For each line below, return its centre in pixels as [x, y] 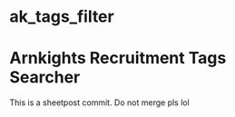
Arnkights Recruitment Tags [118, 58]
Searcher [45, 78]
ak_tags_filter [62, 17]
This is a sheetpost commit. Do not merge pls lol [100, 102]
